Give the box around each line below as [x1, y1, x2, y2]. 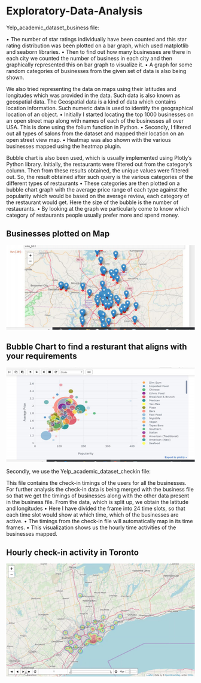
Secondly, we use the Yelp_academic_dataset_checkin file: [6, 468, 151, 475]
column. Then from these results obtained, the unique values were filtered [6, 166, 189, 174]
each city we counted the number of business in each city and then [6, 54, 172, 62]
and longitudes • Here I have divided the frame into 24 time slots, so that [6, 505, 185, 512]
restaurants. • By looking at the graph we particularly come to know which [6, 205, 190, 212]
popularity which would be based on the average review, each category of [6, 192, 190, 199]
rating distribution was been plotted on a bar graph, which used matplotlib [6, 42, 189, 49]
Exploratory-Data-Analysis [6, 4, 143, 18]
